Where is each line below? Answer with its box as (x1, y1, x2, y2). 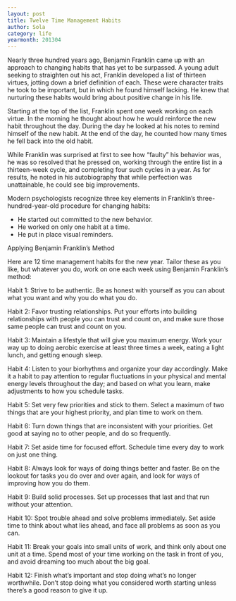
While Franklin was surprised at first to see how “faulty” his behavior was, (7, 151, 222, 159)
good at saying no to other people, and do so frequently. (7, 429, 171, 438)
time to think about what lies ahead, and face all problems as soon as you (7, 521, 221, 530)
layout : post (7, 10, 46, 18)
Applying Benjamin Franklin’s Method (7, 244, 115, 252)
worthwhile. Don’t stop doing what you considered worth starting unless (7, 578, 217, 587)
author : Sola (7, 23, 46, 30)
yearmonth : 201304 (7, 37, 61, 44)
